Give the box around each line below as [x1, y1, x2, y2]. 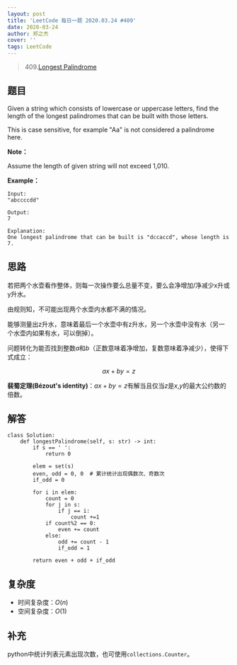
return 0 [45, 451, 71, 458]
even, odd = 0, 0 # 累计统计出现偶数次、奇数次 [33, 470, 165, 478]
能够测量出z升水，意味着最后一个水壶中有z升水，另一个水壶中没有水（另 [7, 320, 219, 328]
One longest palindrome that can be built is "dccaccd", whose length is [7, 233, 230, 241]
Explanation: [7, 227, 46, 234]
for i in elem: [33, 489, 78, 496]
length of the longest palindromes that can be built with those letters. [7, 111, 209, 120]
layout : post [7, 10, 46, 18]
